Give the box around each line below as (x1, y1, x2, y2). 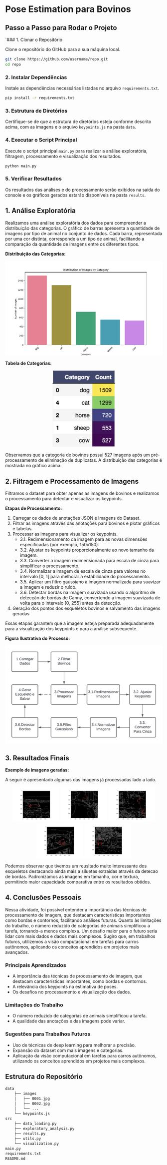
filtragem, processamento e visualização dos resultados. (5, 153, 122, 159)
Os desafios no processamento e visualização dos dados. (12, 989, 131, 995)
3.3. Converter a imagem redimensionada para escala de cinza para (19, 558, 160, 564)
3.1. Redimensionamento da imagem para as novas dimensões (19, 536, 148, 542)
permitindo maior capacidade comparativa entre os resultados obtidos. (5, 879, 151, 885)
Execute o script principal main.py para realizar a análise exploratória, (5, 148, 148, 154)
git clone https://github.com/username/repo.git (5, 57, 108, 62)
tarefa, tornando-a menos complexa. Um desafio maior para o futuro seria (5, 928, 158, 934)
